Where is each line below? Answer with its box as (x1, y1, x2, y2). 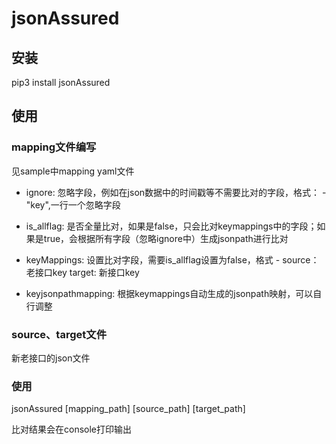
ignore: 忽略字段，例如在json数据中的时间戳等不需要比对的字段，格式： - (25, 186, 327, 198)
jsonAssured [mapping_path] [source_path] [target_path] (11, 403, 246, 415)
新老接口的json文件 (11, 352, 91, 364)
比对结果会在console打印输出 (11, 423, 133, 436)
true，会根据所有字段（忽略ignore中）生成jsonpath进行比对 (43, 232, 289, 244)
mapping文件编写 (11, 140, 97, 154)
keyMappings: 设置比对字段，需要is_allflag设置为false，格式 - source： (25, 253, 320, 266)
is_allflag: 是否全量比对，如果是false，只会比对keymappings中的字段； (25, 220, 318, 232)
